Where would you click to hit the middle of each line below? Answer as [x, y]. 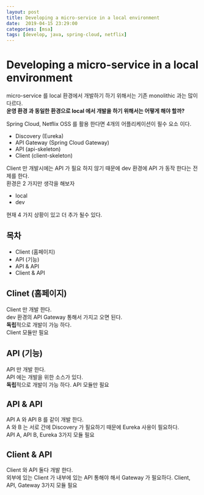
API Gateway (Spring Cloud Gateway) [62, 143]
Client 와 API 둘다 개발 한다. [40, 470]
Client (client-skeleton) [44, 156]
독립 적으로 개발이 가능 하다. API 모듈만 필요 [58, 384]
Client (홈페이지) [35, 252]
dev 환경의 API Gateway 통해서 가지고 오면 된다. [64, 317]
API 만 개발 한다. [26, 369]
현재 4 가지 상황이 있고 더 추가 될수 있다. [54, 215]
